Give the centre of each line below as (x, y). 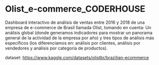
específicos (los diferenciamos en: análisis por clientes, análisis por (73, 43)
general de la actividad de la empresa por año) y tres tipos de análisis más (80, 38)
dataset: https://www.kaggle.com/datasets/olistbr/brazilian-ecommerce (77, 57)
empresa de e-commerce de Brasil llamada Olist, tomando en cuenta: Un (78, 27)
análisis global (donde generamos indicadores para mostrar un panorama (79, 32)
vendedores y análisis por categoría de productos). (57, 48)
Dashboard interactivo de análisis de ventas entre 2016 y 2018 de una (75, 22)
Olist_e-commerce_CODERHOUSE (75, 9)
